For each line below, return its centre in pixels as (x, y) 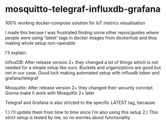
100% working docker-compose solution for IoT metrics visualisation (75, 23)
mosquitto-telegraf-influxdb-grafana (83, 9)
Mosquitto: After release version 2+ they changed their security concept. (80, 87)
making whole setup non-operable (40, 43)
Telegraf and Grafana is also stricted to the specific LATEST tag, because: (81, 102)
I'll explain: (16, 53)
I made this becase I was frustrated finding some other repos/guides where (82, 32)
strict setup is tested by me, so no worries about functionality (68, 117)
